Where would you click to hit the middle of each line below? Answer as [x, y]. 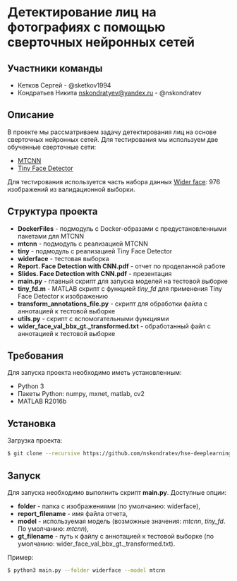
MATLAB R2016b [42, 401]
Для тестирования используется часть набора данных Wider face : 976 [114, 181]
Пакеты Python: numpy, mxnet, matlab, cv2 [81, 394]
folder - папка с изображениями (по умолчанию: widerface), [109, 506]
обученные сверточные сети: [52, 147]
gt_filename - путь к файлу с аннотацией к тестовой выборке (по [115, 536]
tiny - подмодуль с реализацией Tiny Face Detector [95, 251]
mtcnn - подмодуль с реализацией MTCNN [83, 244]
